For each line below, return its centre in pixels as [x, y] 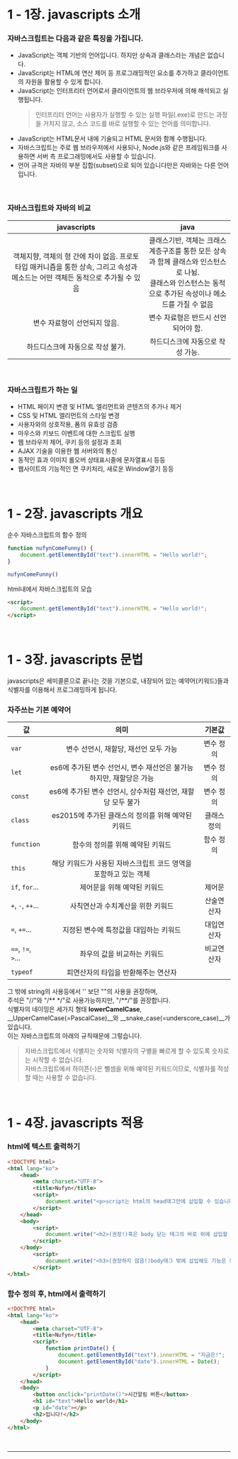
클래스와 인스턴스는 [180, 283]
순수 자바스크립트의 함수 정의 [47, 535]
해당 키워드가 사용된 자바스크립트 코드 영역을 [122, 863]
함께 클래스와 [178, 261]
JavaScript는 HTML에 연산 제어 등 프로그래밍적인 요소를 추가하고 [108, 73]
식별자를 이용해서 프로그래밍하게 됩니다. [62, 690]
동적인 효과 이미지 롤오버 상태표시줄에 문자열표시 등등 [91, 460]
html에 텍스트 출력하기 [44, 1147]
